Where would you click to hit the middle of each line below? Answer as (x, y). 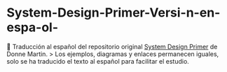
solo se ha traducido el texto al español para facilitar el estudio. (98, 61)
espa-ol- (33, 27)
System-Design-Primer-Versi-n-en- (113, 13)
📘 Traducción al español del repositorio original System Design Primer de (112, 46)
